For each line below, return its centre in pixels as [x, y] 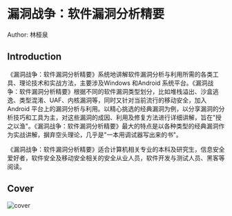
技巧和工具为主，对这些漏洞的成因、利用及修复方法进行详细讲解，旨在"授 [117, 117]
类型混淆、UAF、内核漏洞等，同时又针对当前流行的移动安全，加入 [113, 100]
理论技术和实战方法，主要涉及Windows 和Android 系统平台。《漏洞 [113, 83]
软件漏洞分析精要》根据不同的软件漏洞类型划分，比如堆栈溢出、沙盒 [116, 91]
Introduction [35, 57]
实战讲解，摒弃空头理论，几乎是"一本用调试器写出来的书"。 [98, 135]
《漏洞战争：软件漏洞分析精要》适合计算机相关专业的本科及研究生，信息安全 [116, 149]
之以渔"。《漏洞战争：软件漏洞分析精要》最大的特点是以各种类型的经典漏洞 [113, 126]
